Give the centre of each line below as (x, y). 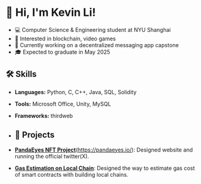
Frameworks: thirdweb (44, 116)
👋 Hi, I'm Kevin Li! (51, 13)
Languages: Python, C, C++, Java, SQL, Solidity (76, 92)
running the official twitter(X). (52, 156)
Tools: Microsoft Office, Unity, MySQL (63, 104)
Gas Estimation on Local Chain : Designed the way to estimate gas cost (105, 168)
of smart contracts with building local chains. (71, 174)
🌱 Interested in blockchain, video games (65, 39)
